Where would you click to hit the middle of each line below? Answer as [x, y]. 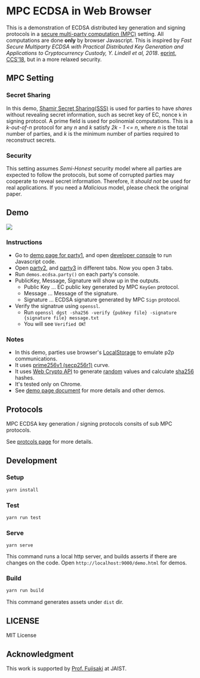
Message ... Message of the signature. [71, 294]
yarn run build [25, 591]
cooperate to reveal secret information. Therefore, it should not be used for [99, 181]
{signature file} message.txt [61, 318]
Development [32, 461]
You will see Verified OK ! [55, 324]
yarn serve [20, 545]
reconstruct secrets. [31, 140]
